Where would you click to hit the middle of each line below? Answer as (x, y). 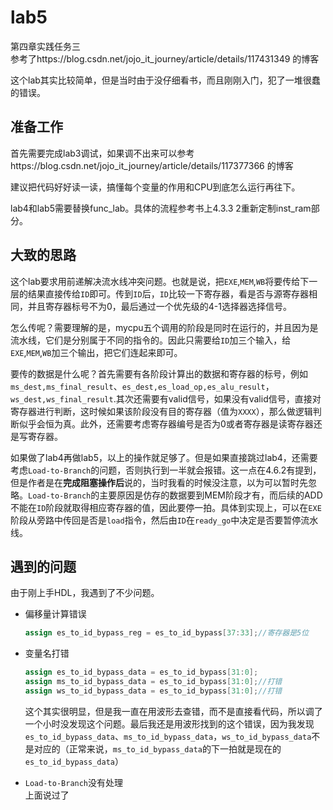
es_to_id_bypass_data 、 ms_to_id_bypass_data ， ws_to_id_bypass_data (168, 736)
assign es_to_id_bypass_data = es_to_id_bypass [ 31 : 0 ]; (141, 672)
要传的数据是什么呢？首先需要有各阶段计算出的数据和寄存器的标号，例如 (159, 373)
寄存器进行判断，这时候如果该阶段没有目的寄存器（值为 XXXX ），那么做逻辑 (161, 411)
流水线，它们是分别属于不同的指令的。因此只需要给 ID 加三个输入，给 (151, 340)
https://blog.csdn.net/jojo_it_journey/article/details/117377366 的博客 (152, 165)
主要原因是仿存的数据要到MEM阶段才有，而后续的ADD (211, 495)
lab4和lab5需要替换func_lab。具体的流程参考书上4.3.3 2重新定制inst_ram (161, 208)
